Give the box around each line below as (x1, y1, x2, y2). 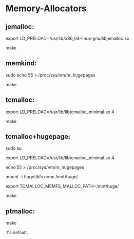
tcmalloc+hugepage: (5, 133, 71, 141)
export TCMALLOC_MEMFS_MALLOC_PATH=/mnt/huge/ (5, 183, 119, 189)
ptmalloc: (5, 207, 35, 215)
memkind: (5, 59, 37, 68)
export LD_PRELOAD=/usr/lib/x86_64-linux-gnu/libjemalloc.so (5, 35, 130, 41)
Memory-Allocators (5, 3, 87, 14)
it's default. (5, 230, 28, 236)
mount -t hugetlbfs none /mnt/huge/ (5, 174, 78, 180)
